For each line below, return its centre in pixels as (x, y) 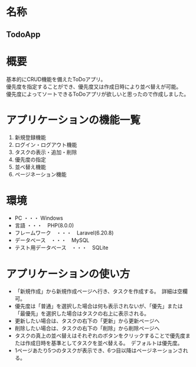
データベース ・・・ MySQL (52, 240)
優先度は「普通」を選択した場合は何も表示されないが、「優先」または (99, 306)
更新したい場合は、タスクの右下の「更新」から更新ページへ (87, 321)
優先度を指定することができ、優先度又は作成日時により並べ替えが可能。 (94, 86)
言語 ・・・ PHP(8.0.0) (44, 226)
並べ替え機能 (30, 167)
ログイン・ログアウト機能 (46, 145)
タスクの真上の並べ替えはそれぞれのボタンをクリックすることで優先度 (100, 336)
